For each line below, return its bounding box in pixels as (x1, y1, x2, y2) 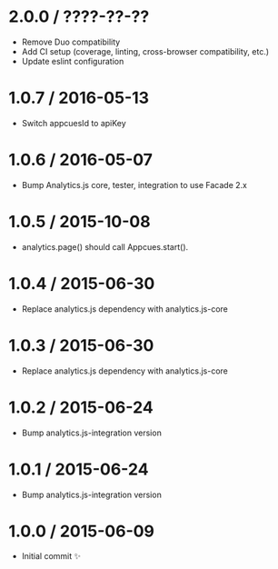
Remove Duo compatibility (21, 36, 121, 47)
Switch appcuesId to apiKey (21, 117, 126, 128)
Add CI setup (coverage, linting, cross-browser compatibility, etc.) (21, 45, 270, 56)
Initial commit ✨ (21, 551, 81, 562)
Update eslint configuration (21, 55, 124, 66)
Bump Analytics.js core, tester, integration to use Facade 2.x (21, 179, 247, 190)
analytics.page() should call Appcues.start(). (21, 241, 189, 252)
